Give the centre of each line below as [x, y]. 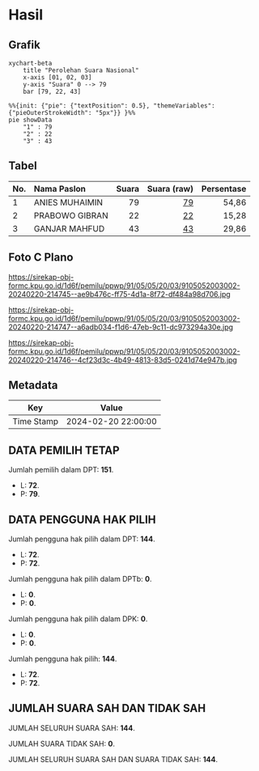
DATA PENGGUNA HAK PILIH [82, 519]
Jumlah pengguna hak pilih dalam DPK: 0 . [78, 619]
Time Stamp [36, 422]
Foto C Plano [41, 258]
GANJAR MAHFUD [69, 228]
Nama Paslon [60, 189]
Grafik [24, 45]
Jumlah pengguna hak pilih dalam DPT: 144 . [82, 539]
